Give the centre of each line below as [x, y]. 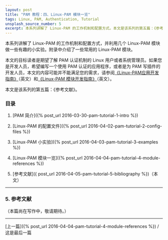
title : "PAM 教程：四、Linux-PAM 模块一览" [48, 14]
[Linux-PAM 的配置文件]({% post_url [50, 126]
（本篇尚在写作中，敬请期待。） [37, 211]
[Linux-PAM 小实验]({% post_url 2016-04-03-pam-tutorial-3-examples [85, 142]
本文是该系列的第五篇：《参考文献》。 [42, 89]
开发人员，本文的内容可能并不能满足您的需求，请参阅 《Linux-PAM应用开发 [82, 72]
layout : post [19, 10]
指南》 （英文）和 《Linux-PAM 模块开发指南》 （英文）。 [60, 79]
